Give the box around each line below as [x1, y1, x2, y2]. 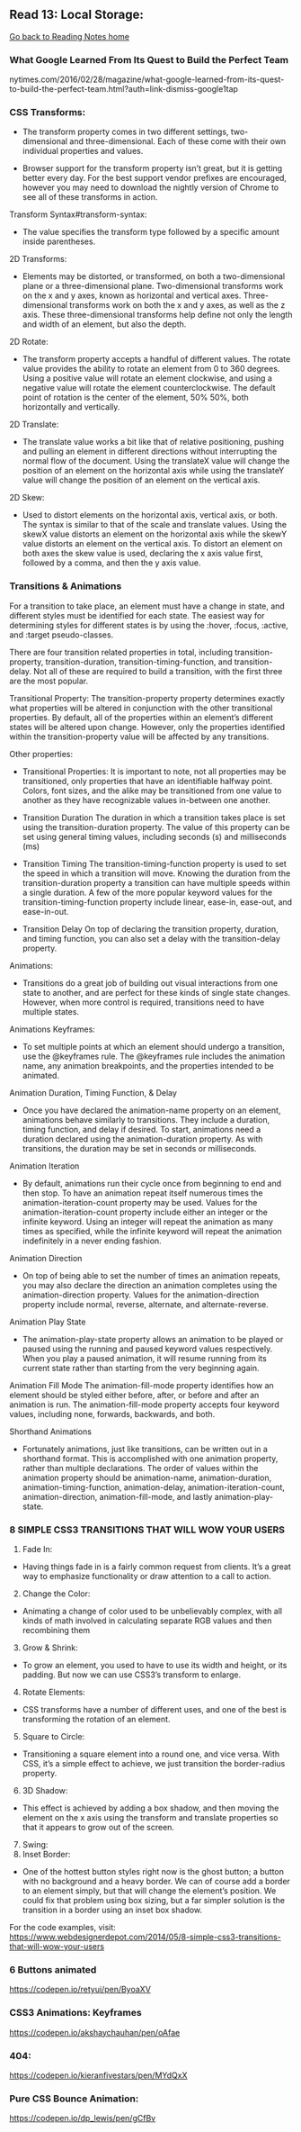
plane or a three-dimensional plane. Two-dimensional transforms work [22, 281, 284, 292]
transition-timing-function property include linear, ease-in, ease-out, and [22, 896, 293, 908]
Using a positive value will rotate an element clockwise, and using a [22, 373, 272, 384]
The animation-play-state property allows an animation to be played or [22, 1333, 284, 1344]
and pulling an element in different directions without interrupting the [22, 446, 278, 457]
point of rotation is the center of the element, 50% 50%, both [22, 392, 249, 403]
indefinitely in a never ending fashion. [22, 1235, 162, 1246]
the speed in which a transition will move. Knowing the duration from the [22, 868, 291, 879]
